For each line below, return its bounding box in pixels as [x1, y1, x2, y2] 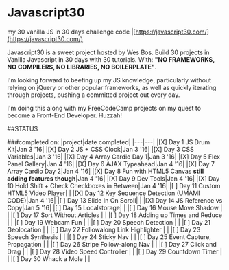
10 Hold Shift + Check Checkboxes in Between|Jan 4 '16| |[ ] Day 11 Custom [7, 181, 221, 190]
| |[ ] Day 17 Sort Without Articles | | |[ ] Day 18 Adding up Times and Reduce [7, 211, 223, 219]
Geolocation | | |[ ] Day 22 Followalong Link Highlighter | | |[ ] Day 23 [7, 225, 201, 234]
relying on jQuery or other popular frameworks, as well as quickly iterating [7, 83, 217, 91]
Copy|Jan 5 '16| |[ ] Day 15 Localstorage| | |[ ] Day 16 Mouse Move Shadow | [7, 203, 223, 212]
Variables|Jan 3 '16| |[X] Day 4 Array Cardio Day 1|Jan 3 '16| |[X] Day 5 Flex [7, 153, 221, 161]
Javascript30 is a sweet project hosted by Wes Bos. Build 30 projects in [7, 48, 210, 56]
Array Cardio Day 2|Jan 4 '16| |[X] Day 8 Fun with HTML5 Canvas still [7, 167, 204, 175]
